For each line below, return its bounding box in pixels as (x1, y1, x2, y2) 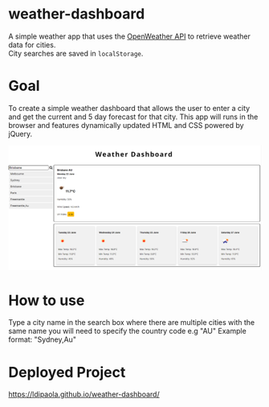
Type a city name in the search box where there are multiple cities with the (8, 318, 255, 327)
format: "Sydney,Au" (8, 335, 76, 344)
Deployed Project (8, 363, 126, 381)
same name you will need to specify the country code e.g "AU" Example (8, 327, 247, 336)
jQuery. (8, 129, 33, 138)
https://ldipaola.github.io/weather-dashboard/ (8, 389, 160, 399)
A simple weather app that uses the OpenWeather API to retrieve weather (8, 31, 251, 41)
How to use (8, 291, 85, 310)
